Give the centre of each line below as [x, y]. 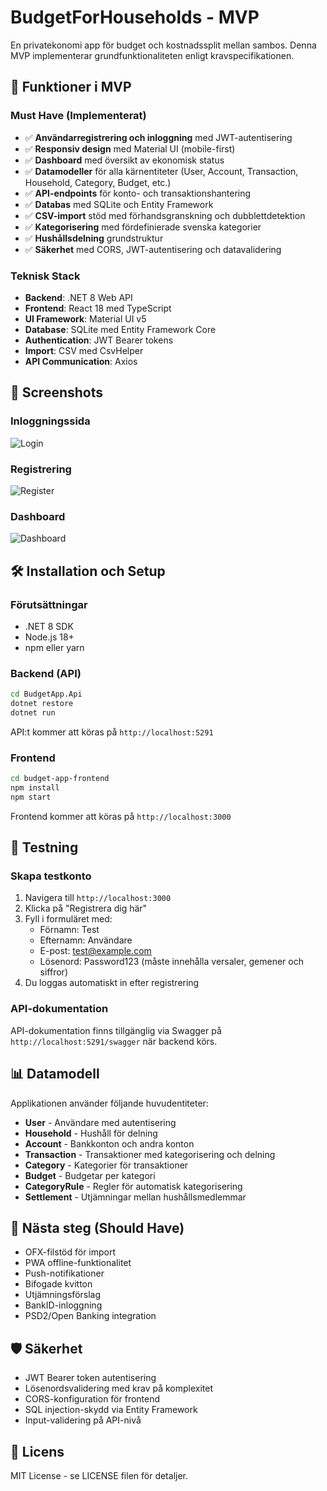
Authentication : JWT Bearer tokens [99, 340]
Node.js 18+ [49, 637]
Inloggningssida [50, 421]
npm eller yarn [54, 647]
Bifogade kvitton [58, 1284]
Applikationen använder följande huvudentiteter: [109, 1103]
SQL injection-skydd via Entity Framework [111, 1410]
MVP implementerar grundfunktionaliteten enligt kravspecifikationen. [152, 55]
